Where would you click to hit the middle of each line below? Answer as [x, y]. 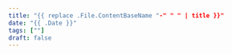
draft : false [30, 38]
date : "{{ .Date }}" [43, 23]
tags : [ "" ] [26, 30]
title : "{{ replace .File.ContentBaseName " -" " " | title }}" [116, 15]
